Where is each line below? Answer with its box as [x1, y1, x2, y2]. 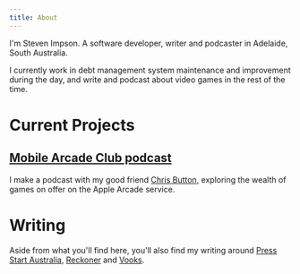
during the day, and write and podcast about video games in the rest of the [9, 73, 286, 85]
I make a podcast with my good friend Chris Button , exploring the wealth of [9, 174, 287, 184]
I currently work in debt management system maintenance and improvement [9, 64, 291, 75]
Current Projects [9, 115, 135, 135]
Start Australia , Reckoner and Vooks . [9, 254, 145, 265]
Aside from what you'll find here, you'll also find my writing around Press [9, 244, 278, 255]
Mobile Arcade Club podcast [9, 150, 172, 166]
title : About [9, 13, 58, 22]
